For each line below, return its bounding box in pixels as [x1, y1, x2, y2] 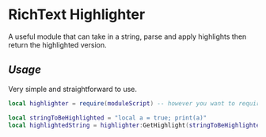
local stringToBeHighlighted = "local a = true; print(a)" [8, 113, 207, 122]
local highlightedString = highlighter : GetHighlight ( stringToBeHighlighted [8, 121, 264, 129]
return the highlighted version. [8, 40, 107, 49]
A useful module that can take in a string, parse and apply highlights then [8, 32, 247, 41]
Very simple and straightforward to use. [8, 84, 137, 93]
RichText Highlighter [8, 6, 146, 24]
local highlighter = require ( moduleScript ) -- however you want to [8, 99, 236, 108]
